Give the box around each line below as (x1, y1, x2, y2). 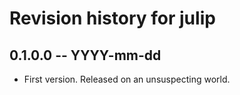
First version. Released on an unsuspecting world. (23, 73, 231, 85)
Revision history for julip (9, 7, 216, 30)
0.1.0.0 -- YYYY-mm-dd (9, 47, 162, 64)
